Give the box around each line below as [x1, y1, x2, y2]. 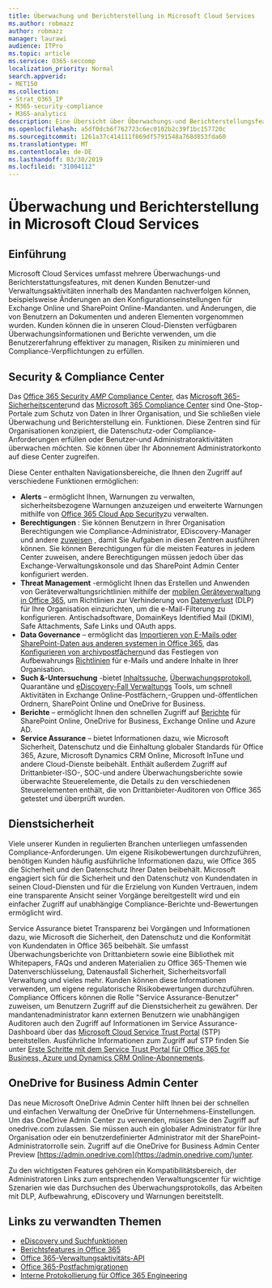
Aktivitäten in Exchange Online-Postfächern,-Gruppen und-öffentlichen [19, 690, 258, 700]
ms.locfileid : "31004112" [8, 163, 96, 171]
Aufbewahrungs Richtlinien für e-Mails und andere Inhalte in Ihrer [19, 655, 239, 666]
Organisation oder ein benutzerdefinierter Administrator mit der [8, 1132, 219, 1142]
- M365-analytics [8, 110, 67, 118]
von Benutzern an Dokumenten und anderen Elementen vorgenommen [8, 312, 244, 321]
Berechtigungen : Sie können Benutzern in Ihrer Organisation [19, 517, 225, 528]
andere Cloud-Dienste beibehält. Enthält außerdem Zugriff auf [19, 759, 228, 769]
